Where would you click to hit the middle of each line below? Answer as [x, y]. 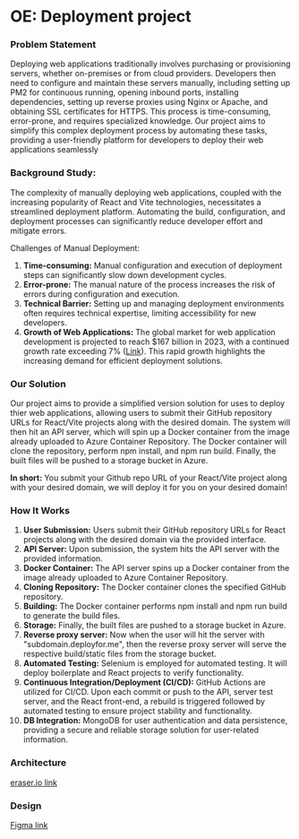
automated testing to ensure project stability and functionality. [137, 711]
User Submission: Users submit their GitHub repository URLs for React [154, 530]
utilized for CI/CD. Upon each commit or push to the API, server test [148, 692]
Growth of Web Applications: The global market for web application [149, 332]
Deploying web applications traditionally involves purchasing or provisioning [150, 64]
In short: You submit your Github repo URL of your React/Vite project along [149, 478]
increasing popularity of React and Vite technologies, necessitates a [136, 202]
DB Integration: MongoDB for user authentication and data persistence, [155, 721]
